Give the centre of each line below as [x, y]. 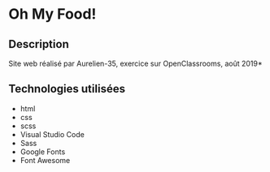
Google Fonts [43, 152]
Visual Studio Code [52, 134]
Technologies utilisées [67, 89]
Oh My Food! [52, 14]
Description [39, 44]
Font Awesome [45, 160]
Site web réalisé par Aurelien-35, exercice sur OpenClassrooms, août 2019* [135, 63]
